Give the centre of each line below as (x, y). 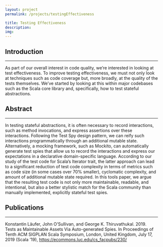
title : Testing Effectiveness (36, 23)
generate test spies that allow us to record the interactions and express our (80, 151)
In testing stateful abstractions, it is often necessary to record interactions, (79, 125)
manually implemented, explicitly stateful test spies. (57, 192)
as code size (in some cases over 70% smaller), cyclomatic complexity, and (81, 172)
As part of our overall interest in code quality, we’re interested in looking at (79, 68)
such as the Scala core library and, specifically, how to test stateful (72, 88)
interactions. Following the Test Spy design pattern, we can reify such (75, 135)
